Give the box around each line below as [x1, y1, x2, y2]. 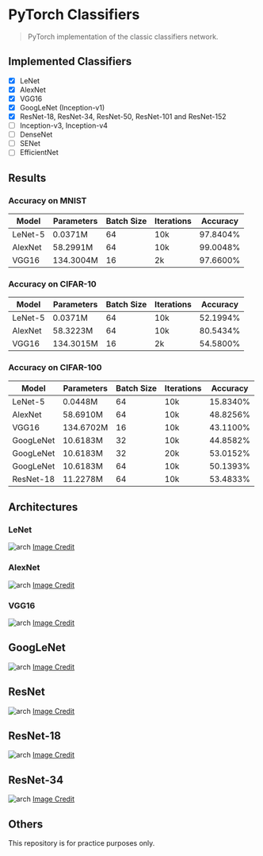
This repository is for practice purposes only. [8, 838, 155, 847]
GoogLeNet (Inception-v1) [19, 102, 105, 112]
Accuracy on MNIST [8, 195, 87, 206]
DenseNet [19, 129, 53, 140]
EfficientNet [19, 148, 59, 157]
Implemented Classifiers [8, 55, 132, 68]
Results [8, 171, 47, 184]
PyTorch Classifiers [8, 6, 140, 24]
